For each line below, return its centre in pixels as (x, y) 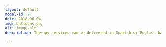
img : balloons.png (24, 23)
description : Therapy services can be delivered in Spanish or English (80, 33)
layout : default (22, 10)
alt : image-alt (21, 28)
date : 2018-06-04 (23, 19)
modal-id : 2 (17, 14)
